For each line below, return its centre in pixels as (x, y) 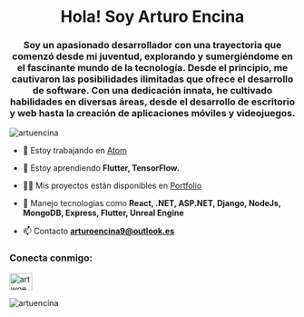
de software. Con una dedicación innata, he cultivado (152, 91)
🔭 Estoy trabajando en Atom (74, 151)
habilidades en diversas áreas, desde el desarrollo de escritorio (152, 102)
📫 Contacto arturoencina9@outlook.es (98, 231)
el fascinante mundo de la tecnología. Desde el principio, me (152, 68)
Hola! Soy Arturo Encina (152, 17)
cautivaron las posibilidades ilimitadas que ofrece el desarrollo (152, 79)
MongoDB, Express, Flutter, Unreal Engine (103, 213)
